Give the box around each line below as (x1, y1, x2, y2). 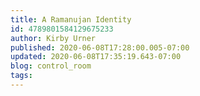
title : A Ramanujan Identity (10, 14, 132, 25)
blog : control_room (10, 61, 92, 71)
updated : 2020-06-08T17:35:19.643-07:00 (10, 52, 182, 62)
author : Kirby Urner (10, 33, 97, 43)
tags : (10, 71, 33, 81)
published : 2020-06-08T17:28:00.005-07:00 (10, 42, 190, 53)
